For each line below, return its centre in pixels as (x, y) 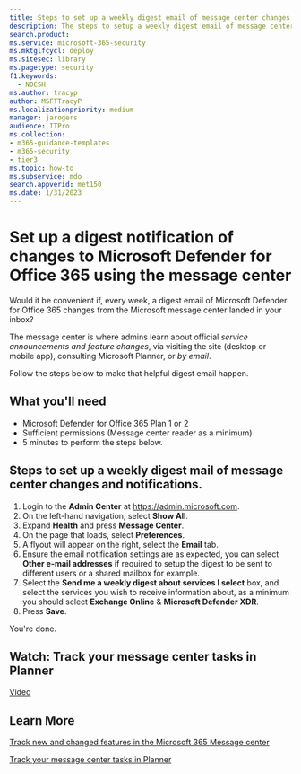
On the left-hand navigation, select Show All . (105, 515)
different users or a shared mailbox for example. (111, 573)
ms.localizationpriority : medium (72, 110)
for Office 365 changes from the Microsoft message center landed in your (146, 310)
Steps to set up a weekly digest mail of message (146, 471)
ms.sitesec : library (48, 59)
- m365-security (39, 151)
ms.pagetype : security (52, 68)
